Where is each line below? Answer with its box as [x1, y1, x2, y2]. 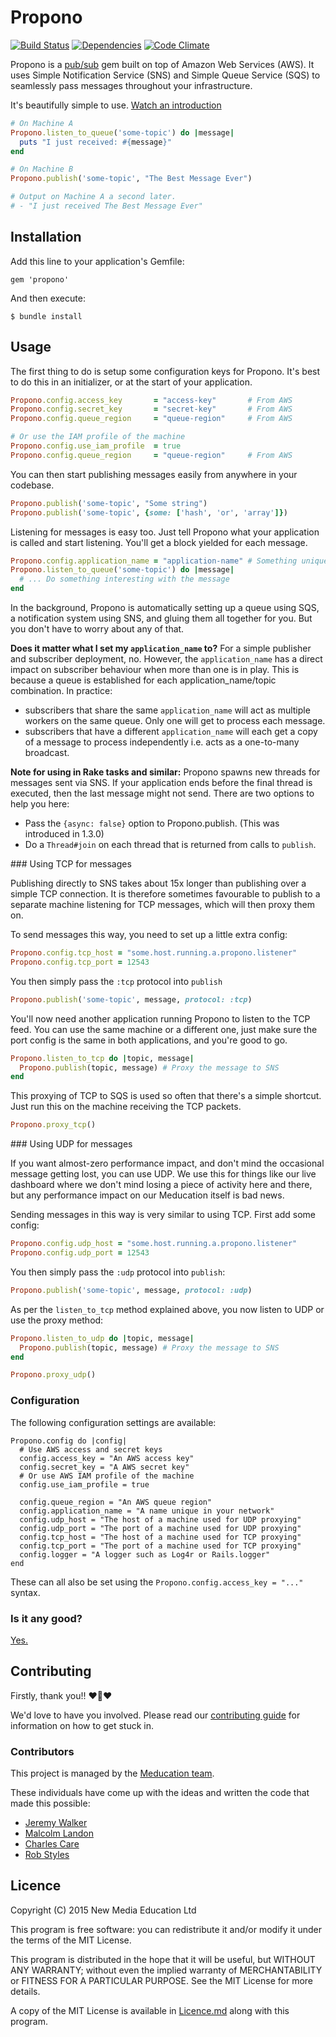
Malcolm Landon [24, 1827, 94, 1840]
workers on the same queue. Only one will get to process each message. [24, 715, 326, 727]
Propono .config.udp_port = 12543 [10, 1248, 150, 1258]
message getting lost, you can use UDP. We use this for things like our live [10, 1168, 317, 1180]
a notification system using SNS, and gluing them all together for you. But [10, 612, 313, 625]
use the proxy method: [10, 1314, 104, 1326]
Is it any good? [10, 1611, 83, 1625]
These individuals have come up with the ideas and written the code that [10, 1787, 310, 1799]
